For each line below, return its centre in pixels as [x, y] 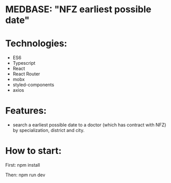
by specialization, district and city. [48, 130]
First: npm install [23, 165]
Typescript [24, 63]
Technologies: [36, 44]
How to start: [33, 151]
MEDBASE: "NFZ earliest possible [78, 9]
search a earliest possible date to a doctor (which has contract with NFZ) [89, 125]
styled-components [33, 85]
